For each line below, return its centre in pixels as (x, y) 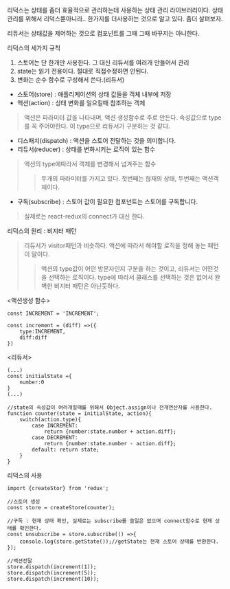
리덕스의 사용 (25, 475)
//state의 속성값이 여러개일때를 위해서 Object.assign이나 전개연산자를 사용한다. (110, 408)
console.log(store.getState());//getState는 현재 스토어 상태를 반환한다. (119, 542)
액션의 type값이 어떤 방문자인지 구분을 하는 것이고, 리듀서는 (120, 269)
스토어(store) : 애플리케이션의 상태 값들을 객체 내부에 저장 (94, 94)
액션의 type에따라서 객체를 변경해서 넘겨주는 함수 (90, 164)
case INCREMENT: (55, 425)
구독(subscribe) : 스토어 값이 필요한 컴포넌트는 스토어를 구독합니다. (107, 202)
